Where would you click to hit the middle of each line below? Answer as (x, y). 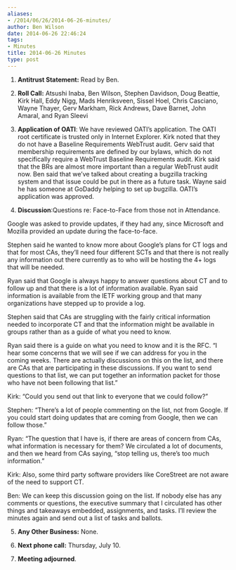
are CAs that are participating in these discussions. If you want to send (110, 368)
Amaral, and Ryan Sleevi (53, 115)
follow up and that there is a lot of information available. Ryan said (103, 288)
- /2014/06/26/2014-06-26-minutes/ (59, 20)
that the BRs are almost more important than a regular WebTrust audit (118, 167)
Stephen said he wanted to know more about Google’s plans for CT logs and (118, 245)
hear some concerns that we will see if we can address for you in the (107, 353)
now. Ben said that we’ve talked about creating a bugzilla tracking (112, 174)
